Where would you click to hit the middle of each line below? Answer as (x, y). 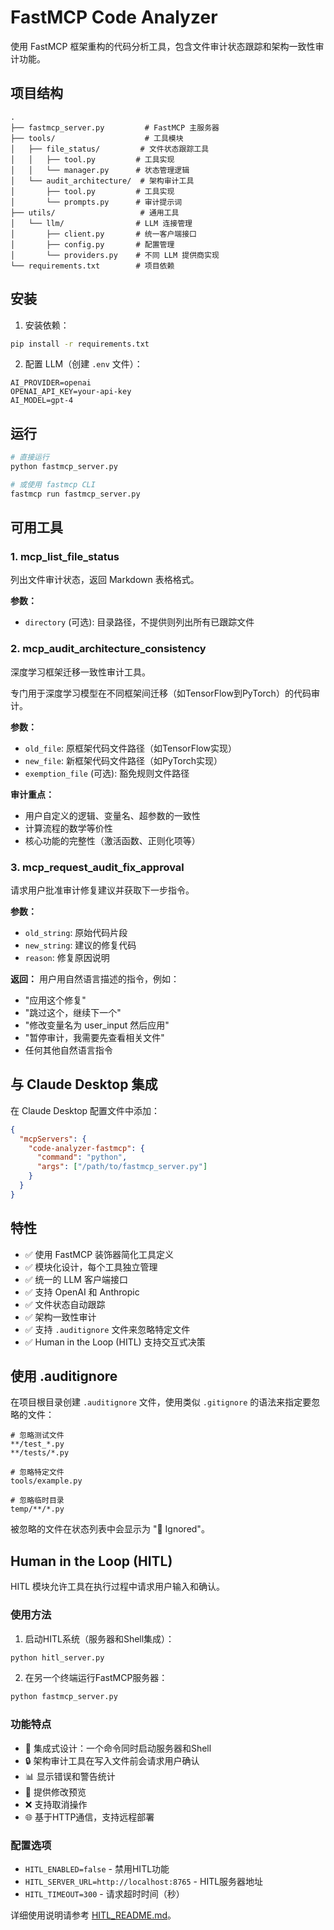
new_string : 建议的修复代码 (80, 945)
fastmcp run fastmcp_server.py (75, 494)
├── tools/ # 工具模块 (97, 138)
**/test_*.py (37, 1444)
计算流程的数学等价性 (68, 828)
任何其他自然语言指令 (68, 1050)
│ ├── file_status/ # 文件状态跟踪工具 (110, 149)
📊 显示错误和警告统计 (70, 1776)
